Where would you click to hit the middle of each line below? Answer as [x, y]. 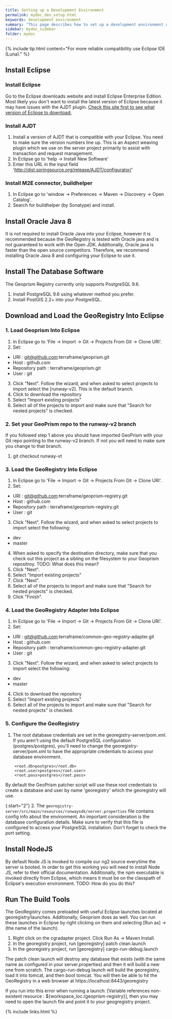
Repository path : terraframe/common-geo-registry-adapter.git [79, 648]
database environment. [37, 757]
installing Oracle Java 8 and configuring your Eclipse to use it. [71, 256]
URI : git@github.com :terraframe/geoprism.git [61, 357]
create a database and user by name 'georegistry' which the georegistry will [86, 790]
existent [14, 996]
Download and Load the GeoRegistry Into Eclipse [85, 316]
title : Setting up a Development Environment [55, 10]
